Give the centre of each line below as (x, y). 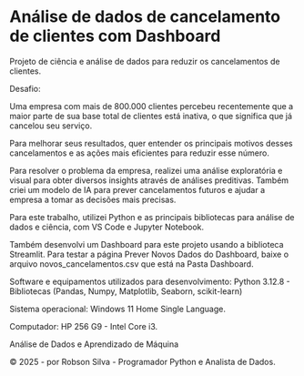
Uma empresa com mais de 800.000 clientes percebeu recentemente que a (152, 106)
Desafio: (25, 88)
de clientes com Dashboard (115, 36)
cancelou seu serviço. (51, 126)
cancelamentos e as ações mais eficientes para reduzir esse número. (140, 153)
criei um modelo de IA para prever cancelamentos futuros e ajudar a (137, 189)
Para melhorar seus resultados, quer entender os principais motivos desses (151, 143)
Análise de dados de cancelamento (145, 17)
